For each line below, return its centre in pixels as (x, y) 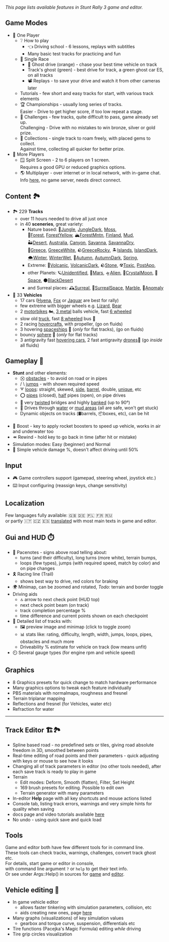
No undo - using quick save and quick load (57, 819)
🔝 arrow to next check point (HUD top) (60, 599)
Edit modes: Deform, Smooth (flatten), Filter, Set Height (77, 782)
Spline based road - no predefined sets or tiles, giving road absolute (83, 745)
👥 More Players (28, 154)
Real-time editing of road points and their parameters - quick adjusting (86, 756)
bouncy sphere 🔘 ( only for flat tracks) (59, 334)
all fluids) (29, 345)
